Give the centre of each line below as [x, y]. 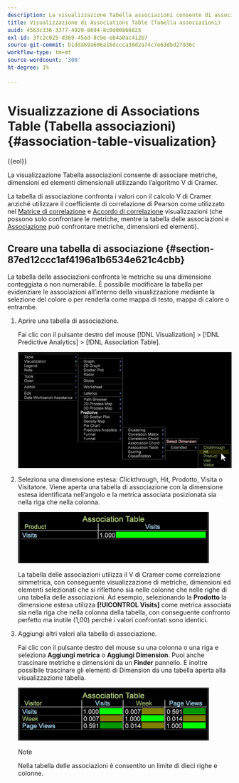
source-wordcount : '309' [44, 60]
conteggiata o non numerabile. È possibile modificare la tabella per [105, 284]
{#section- [190, 249]
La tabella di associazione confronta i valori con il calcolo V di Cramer [110, 196]
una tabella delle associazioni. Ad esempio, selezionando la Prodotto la [122, 597]
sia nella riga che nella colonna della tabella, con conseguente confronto [124, 612]
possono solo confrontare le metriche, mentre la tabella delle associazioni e [118, 219]
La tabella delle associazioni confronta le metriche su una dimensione [110, 277]
